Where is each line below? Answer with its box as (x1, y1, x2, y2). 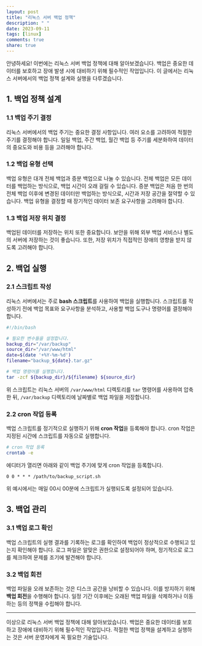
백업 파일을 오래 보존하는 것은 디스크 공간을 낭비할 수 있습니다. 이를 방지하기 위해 (6, 585, 195, 592)
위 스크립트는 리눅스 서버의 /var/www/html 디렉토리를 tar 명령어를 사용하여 (6, 386, 183, 393)
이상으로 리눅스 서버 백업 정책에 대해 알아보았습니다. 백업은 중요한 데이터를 (6, 618, 182, 626)
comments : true (6, 37, 44, 43)
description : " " (6, 20, 50, 26)
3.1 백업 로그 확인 (6, 524, 53, 532)
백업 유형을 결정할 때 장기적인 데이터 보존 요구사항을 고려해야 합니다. (23, 197, 185, 205)
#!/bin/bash (6, 325, 36, 331)
